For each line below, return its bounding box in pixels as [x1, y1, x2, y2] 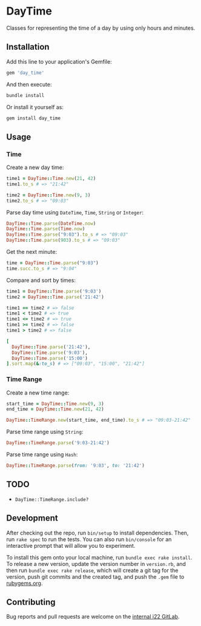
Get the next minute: [6, 248, 58, 256]
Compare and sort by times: [6, 276, 76, 284]
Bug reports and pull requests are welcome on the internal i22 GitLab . [6, 613, 180, 621]
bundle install [6, 92, 45, 98]
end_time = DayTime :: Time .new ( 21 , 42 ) [6, 406, 104, 413]
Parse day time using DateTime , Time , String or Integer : [6, 208, 144, 216]
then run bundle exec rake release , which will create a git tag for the [6, 567, 179, 574]
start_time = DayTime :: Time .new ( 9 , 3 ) [6, 401, 104, 407]
